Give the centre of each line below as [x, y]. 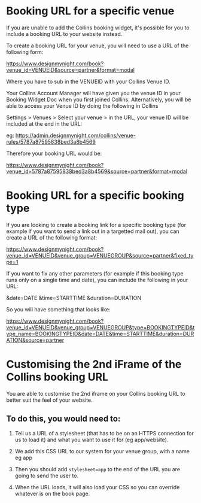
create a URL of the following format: [52, 237]
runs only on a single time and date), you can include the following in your [97, 280]
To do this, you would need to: [63, 419]
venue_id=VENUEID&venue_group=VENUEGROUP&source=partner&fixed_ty [100, 255]
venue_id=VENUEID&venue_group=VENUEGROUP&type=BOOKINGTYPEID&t [100, 327]
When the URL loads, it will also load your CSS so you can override [97, 487]
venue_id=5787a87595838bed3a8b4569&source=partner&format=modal [97, 171]
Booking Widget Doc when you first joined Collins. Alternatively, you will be [99, 99]
